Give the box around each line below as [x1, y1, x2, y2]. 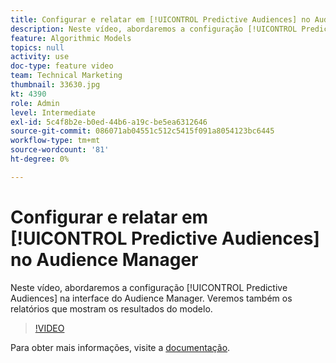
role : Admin [10, 98, 60, 108]
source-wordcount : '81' [10, 145, 110, 155]
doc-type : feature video [10, 61, 114, 71]
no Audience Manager [10, 248, 199, 271]
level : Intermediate [10, 107, 97, 118]
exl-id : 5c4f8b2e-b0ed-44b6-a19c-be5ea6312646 [10, 117, 208, 127]
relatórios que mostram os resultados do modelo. [10, 302, 213, 315]
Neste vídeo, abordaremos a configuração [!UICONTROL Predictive [10, 281, 288, 293]
